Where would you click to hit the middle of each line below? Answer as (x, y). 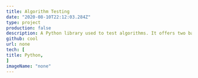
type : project (24, 22)
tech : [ (16, 50)
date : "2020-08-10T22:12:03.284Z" (49, 17)
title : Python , (25, 55)
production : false (29, 28)
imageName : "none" (29, 66)
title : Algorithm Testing (38, 11)
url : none (18, 45)
